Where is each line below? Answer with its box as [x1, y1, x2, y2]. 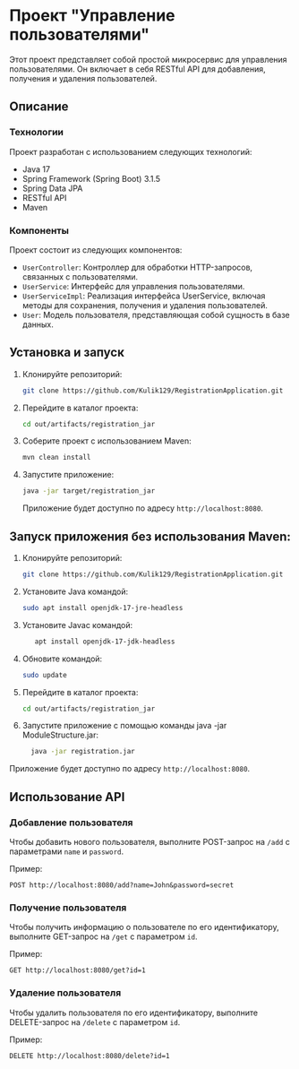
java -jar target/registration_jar [21, 487, 156, 496]
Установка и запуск [9, 345, 125, 360]
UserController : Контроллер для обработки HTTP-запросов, [21, 262, 253, 272]
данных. [21, 319, 54, 330]
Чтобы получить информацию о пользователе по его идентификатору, [9, 922, 279, 933]
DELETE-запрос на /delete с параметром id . [9, 1016, 181, 1027]
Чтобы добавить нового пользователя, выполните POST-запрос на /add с [9, 836, 291, 847]
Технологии [9, 126, 64, 139]
